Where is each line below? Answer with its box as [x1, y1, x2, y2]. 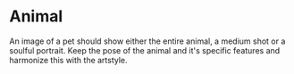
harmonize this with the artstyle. [9, 54, 128, 65]
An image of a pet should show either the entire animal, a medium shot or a [9, 36, 286, 46]
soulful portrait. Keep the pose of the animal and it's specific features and [9, 45, 281, 55]
